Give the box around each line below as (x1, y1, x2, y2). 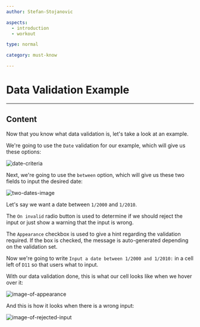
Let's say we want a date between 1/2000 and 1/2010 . (6, 201, 137, 208)
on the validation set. (6, 243, 58, 250)
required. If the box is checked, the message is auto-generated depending (6, 237, 189, 244)
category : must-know (6, 52, 58, 59)
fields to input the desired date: (6, 178, 83, 185)
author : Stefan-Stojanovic (6, 8, 73, 15)
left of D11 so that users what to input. (6, 261, 99, 268)
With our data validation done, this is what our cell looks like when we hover (6, 273, 192, 280)
